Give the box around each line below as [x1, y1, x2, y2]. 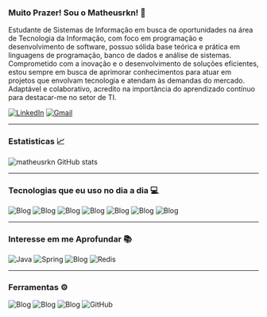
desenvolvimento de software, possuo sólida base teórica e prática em [8, 42, 241, 52]
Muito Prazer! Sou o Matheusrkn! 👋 [8, 7, 146, 18]
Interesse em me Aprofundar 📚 [8, 234, 133, 245]
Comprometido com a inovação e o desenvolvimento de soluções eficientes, [8, 59, 259, 68]
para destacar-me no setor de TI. [8, 93, 117, 102]
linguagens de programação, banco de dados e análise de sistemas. [8, 51, 232, 60]
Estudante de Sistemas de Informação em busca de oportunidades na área [8, 25, 253, 35]
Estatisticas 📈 [8, 136, 65, 147]
